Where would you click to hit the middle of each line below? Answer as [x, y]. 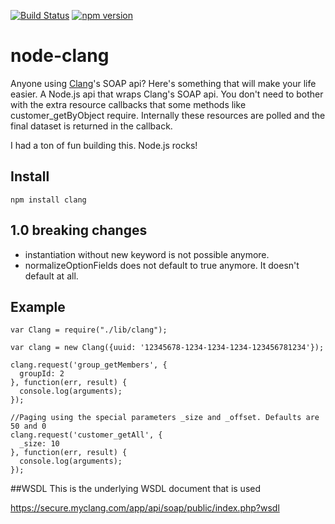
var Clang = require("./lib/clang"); [89, 330]
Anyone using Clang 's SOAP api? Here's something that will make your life [163, 83]
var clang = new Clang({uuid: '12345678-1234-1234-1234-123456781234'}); [167, 348]
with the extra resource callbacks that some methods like [128, 104]
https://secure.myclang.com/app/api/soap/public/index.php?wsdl [145, 508]
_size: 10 [39, 444]
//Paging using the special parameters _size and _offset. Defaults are [165, 418]
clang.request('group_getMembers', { [89, 365]
